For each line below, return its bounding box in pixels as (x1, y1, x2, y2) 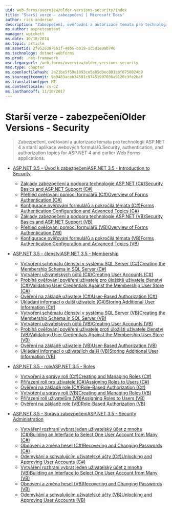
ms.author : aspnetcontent (5, 27, 60, 32)
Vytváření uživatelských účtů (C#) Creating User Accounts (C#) (20, 271, 154, 278)
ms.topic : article (5, 41, 45, 46)
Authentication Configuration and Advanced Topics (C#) (20, 208, 139, 214)
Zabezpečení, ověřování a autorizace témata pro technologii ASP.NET (17, 139, 165, 145)
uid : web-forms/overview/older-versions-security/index (5, 7, 127, 13)
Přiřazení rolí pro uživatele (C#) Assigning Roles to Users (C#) (20, 379, 149, 385)
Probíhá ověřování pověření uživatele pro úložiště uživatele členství (20, 277, 163, 283)
